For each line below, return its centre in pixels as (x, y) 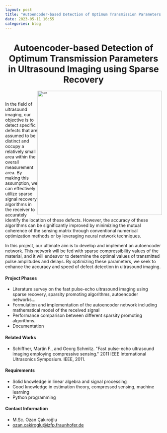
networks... (24, 300)
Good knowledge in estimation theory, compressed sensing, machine (83, 387)
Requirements (20, 370)
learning (21, 392)
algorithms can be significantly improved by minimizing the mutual (73, 225)
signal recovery (21, 199)
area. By (14, 173)
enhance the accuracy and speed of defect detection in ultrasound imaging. (83, 267)
